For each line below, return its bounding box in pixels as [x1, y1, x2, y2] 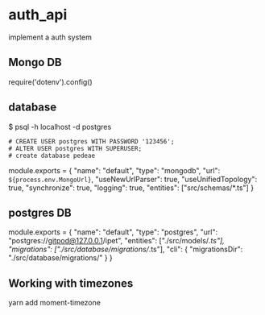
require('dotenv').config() [8, 77, 93, 86]
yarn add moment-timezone [8, 298, 101, 308]
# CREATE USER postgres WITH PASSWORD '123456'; [8, 137, 175, 146]
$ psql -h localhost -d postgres [8, 122, 112, 131]
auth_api [8, 6, 68, 24]
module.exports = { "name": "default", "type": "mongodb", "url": [8, 165, 221, 175]
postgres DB [8, 205, 72, 219]
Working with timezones [8, 276, 134, 290]
